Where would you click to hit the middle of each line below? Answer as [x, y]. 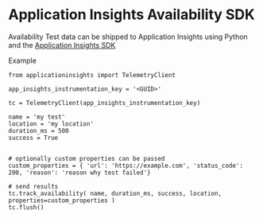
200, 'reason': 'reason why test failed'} [79, 173]
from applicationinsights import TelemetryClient [92, 75]
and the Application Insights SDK [62, 45]
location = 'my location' [51, 124]
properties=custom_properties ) [62, 200]
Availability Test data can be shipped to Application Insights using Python [128, 37]
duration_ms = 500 [39, 130]
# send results [33, 186]
